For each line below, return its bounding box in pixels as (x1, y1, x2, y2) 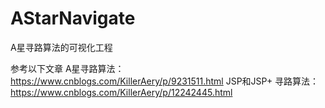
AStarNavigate (10, 7, 136, 30)
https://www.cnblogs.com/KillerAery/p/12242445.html (10, 86, 233, 98)
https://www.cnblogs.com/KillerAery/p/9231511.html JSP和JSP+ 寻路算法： (10, 75, 320, 87)
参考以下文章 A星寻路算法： (10, 62, 125, 74)
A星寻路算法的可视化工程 (10, 41, 113, 53)
